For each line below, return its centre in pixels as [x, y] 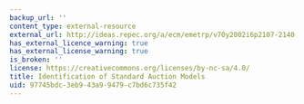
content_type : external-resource [73, 26]
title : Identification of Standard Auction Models [107, 77]
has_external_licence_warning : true [79, 43]
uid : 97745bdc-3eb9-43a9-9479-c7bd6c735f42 [93, 85]
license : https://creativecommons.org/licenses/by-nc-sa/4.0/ [130, 69]
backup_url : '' [38, 18]
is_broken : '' [36, 60]
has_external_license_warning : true [79, 52]
